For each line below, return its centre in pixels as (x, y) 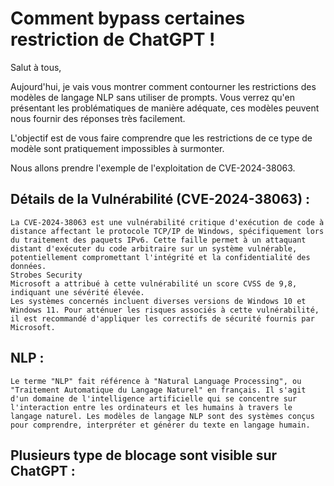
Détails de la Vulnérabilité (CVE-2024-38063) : (160, 199)
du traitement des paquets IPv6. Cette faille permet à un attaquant (158, 240)
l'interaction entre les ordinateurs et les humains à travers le (151, 407)
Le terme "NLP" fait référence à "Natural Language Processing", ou (156, 381)
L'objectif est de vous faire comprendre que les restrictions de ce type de (161, 138)
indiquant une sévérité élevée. (77, 292)
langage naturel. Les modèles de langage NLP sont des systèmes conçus (162, 416)
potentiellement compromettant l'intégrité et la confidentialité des (160, 257)
